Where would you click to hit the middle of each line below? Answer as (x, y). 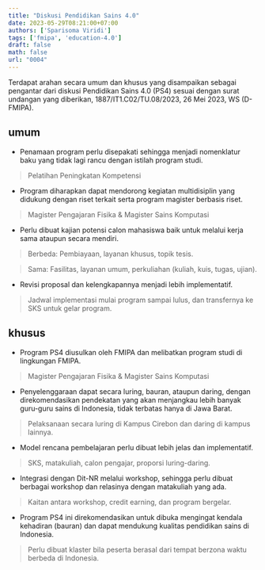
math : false (28, 52)
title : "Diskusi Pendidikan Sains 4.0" (74, 15)
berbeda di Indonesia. (63, 558)
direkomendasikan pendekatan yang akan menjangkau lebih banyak (130, 400)
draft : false (30, 45)
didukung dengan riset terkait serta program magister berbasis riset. (131, 199)
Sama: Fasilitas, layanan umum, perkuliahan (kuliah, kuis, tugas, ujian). (142, 269)
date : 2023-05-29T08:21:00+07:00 (63, 23)
